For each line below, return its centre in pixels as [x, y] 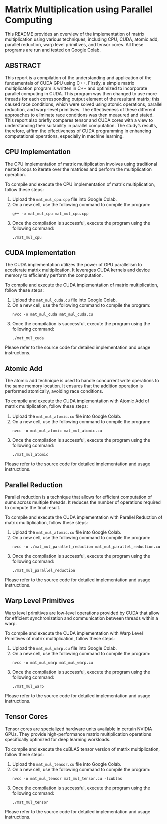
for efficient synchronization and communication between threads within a [82, 618]
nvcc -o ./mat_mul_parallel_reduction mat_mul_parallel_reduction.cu [86, 547]
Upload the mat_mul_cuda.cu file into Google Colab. [65, 300]
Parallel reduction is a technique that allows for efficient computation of [79, 497]
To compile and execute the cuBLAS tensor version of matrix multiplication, [83, 749]
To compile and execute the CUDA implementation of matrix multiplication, [82, 285]
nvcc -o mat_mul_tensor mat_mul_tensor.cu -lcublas [67, 779]
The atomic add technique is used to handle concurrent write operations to [82, 381]
